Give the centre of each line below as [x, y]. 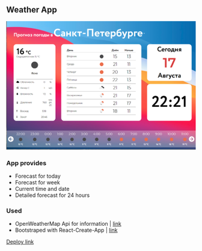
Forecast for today [38, 176]
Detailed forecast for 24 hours [52, 195]
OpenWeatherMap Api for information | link [68, 224]
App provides [26, 163]
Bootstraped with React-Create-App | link [66, 230]
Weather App [32, 10]
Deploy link [20, 242]
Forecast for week [37, 183]
